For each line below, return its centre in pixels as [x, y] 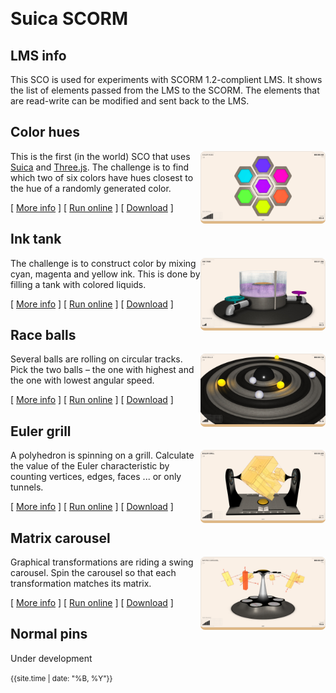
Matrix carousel [60, 538]
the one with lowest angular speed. [82, 380]
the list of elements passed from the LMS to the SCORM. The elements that [165, 90]
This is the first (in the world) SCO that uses [100, 156]
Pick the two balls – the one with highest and [102, 370]
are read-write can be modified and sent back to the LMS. [130, 101]
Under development [51, 658]
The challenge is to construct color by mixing [103, 263]
